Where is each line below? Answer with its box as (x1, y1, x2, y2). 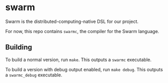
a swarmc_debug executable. (5, 72, 62, 78)
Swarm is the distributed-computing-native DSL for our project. (5, 18, 139, 24)
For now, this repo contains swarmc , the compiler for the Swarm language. (5, 28, 159, 34)
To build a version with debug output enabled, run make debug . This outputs (5, 66, 163, 72)
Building (5, 43, 32, 52)
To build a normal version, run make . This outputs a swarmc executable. (5, 57, 152, 63)
